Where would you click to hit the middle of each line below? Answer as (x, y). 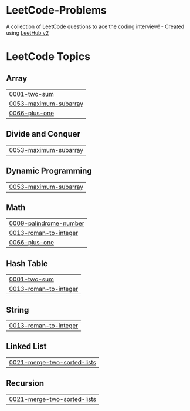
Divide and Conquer (43, 134)
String (18, 310)
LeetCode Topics (48, 57)
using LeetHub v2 (28, 32)
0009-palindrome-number (47, 223)
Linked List (26, 347)
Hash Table (27, 263)
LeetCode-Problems (56, 10)
